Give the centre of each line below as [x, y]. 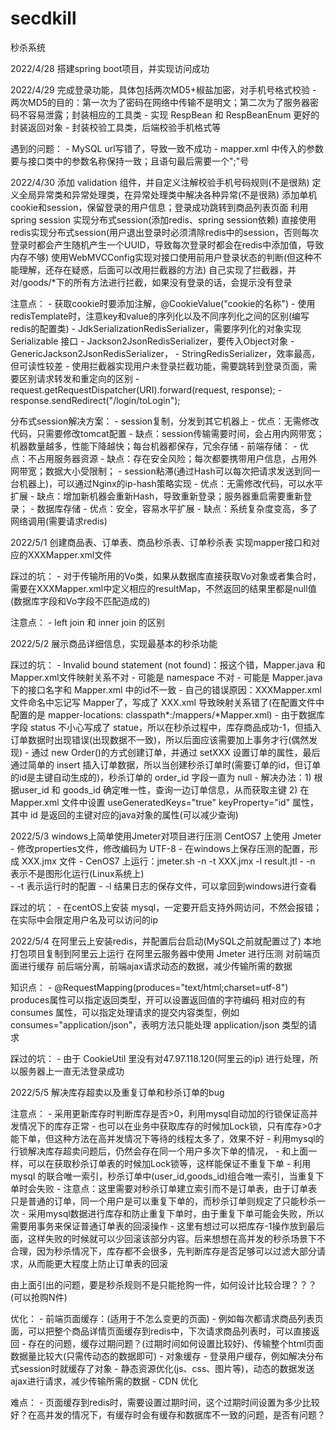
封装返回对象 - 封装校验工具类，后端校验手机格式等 [116, 127]
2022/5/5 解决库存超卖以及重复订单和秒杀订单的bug [117, 1092]
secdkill [43, 18]
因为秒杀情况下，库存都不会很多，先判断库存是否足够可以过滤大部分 [176, 1251]
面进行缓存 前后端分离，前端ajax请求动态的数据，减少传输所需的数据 [151, 966]
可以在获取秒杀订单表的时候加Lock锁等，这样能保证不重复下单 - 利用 [169, 1163]
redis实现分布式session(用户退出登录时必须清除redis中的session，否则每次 [164, 232]
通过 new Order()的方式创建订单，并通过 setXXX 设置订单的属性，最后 [176, 752]
